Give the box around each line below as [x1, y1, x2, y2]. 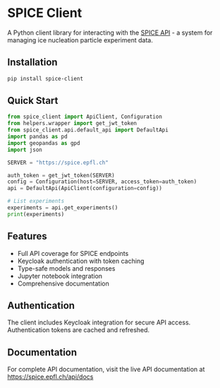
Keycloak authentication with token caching [17, 257, 145, 265]
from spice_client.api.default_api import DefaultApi [7, 127, 169, 134]
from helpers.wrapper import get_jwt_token [7, 120, 137, 127]
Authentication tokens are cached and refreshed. [7, 326, 150, 334]
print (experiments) [7, 211, 65, 218]
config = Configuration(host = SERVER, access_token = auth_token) [7, 178, 197, 185]
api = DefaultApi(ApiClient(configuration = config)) [7, 185, 162, 192]
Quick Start [7, 95, 59, 107]
